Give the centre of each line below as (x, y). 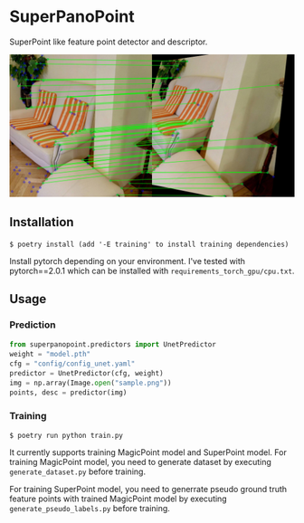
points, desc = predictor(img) (68, 392)
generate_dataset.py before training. (78, 471)
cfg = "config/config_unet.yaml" (72, 364)
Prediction (33, 325)
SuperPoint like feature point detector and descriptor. (109, 42)
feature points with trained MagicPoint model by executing (119, 499)
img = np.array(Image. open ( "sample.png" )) (90, 383)
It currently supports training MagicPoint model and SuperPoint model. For (148, 452)
